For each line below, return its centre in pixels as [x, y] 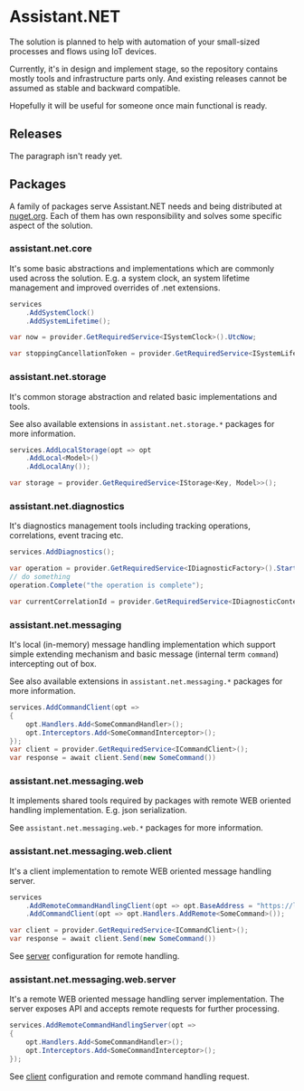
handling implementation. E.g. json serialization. [98, 811]
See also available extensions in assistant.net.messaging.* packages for [146, 681]
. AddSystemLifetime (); [68, 321]
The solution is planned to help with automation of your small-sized [135, 42]
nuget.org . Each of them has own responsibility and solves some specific [146, 215]
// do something [40, 577]
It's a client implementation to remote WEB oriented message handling [140, 871]
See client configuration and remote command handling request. [130, 1076]
